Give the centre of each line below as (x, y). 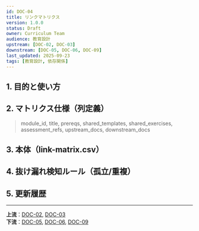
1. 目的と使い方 (33, 86)
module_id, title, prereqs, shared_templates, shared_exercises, (97, 123)
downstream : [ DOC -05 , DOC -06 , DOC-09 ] (54, 50)
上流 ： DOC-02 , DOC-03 (36, 214)
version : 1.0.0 (25, 23)
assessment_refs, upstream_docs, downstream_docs (85, 129)
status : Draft (24, 28)
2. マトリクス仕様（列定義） (57, 109)
